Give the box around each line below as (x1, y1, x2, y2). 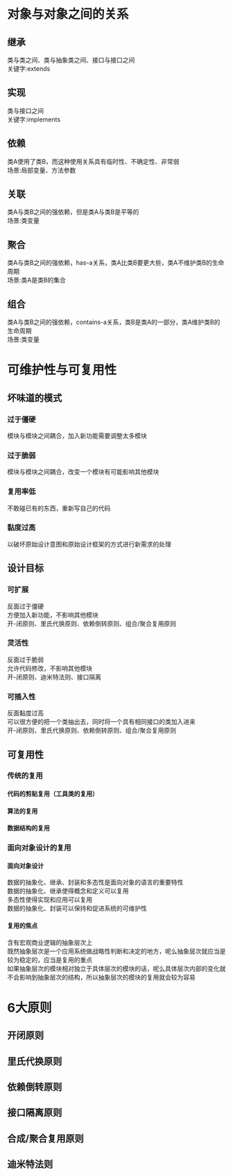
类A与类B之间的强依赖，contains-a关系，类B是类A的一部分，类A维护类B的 (7, 318, 221, 326)
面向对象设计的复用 (7, 843, 71, 852)
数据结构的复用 (7, 824, 50, 832)
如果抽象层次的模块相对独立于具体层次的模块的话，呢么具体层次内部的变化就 (7, 964, 226, 973)
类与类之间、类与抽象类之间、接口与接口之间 (7, 56, 135, 64)
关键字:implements (7, 115, 61, 124)
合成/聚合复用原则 (7, 1132, 85, 1144)
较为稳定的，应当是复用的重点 (7, 955, 92, 964)
